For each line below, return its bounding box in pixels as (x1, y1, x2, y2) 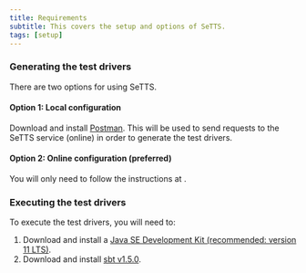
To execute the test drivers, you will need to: (9, 216, 176, 228)
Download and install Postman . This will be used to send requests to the (9, 122, 280, 133)
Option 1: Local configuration (9, 102, 121, 113)
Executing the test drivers (9, 196, 127, 208)
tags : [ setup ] (9, 30, 64, 39)
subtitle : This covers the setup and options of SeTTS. (9, 22, 226, 31)
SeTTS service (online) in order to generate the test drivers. (9, 131, 233, 142)
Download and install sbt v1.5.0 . (22, 254, 142, 265)
